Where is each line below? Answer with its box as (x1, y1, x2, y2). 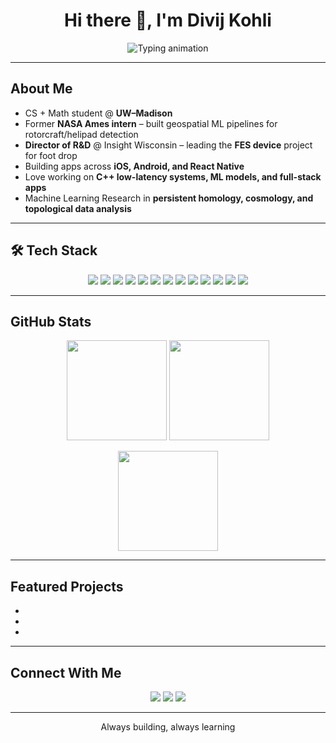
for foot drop (24, 149, 78, 161)
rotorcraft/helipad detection (24, 128, 139, 140)
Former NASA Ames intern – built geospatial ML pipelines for (24, 117, 278, 129)
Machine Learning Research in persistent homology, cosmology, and (24, 192, 314, 204)
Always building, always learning (100, 721, 236, 733)
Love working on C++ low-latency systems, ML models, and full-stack (24, 170, 322, 183)
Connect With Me (10, 664, 122, 681)
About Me (10, 80, 73, 98)
